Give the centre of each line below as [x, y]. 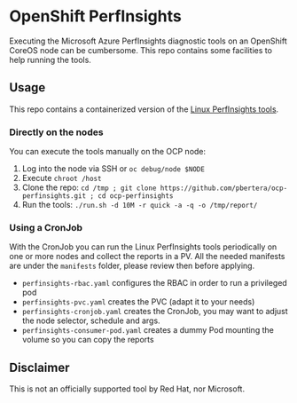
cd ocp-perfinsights [135, 196]
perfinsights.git [54, 196]
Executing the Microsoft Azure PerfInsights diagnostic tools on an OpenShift [148, 41]
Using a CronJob [46, 227]
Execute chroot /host [62, 178]
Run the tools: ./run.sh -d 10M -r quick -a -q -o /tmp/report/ [140, 205]
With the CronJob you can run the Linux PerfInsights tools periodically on [143, 247]
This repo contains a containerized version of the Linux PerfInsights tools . [144, 109]
